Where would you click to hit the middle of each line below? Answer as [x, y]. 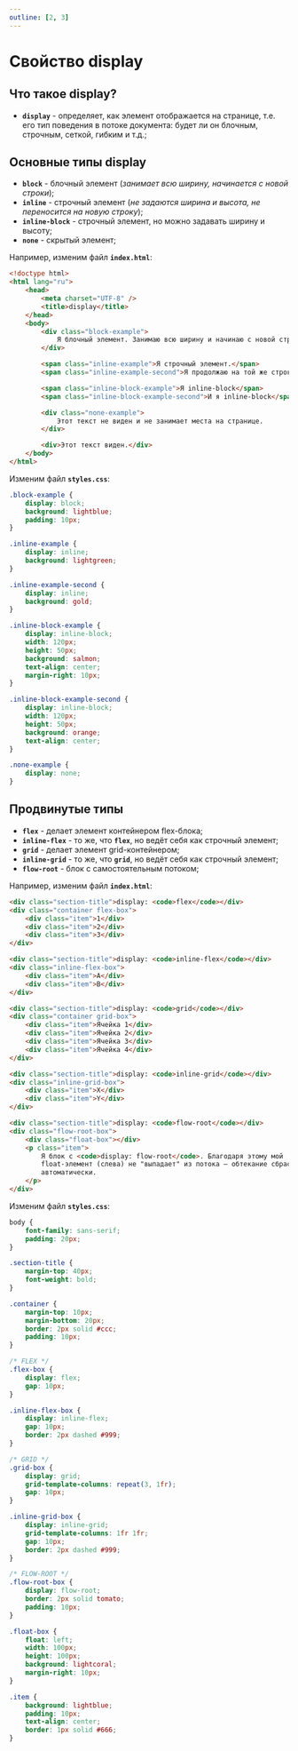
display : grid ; [53, 1476]
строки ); [38, 193]
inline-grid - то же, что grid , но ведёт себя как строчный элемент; [150, 859]
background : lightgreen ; [71, 561]
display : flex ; [53, 1378]
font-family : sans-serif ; [73, 1230]
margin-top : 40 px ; [59, 1271]
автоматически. [69, 1173]
